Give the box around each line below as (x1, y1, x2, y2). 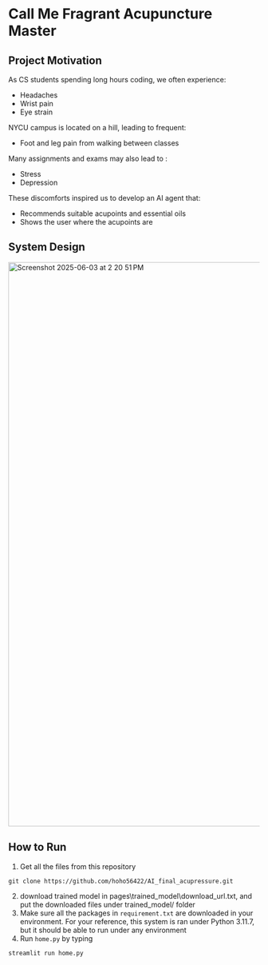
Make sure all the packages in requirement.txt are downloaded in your (19, 908, 254, 918)
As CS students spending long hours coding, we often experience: (8, 75, 227, 84)
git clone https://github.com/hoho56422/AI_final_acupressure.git (8, 877, 234, 885)
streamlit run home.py (8, 949, 84, 957)
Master (8, 22, 57, 40)
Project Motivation (8, 54, 102, 67)
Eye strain (19, 107, 53, 117)
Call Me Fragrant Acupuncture (8, 5, 213, 23)
